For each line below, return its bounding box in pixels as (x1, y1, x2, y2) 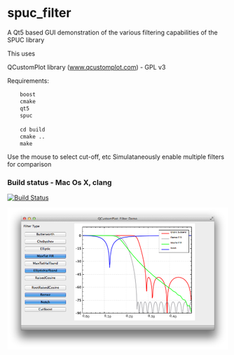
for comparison (7, 160, 52, 168)
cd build (20, 126, 46, 133)
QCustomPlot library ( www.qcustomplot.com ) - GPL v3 (7, 63, 166, 71)
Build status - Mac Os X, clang (7, 177, 112, 187)
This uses (7, 49, 36, 58)
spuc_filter (7, 5, 71, 21)
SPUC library (7, 35, 45, 44)
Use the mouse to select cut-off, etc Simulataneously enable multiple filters (7, 153, 225, 161)
